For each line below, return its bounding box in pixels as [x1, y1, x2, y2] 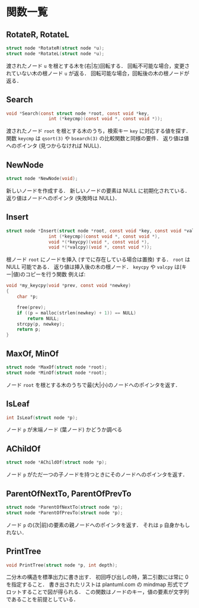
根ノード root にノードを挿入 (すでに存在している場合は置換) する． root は [6, 256, 191, 263]
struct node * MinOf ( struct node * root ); [6, 370, 108, 376]
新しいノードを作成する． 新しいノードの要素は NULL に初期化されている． [6, 187, 191, 194]
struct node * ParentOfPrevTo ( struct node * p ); [6, 509, 123, 516]
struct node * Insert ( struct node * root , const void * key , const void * [6, 228, 187, 234]
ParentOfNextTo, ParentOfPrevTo [6, 489, 131, 499]
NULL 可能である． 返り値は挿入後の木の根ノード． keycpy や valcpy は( [6, 263, 182, 270]
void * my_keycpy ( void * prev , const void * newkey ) [6, 283, 131, 289]
